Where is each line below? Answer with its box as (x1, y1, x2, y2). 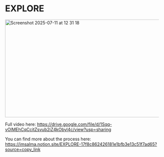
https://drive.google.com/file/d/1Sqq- (37, 121, 112, 127)
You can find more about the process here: (5, 136, 91, 142)
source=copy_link (5, 146, 41, 152)
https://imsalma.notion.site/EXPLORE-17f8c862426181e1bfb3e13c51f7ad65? (5, 141, 157, 147)
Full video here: (5, 121, 36, 127)
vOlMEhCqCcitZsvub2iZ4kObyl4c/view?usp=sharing (5, 126, 111, 132)
